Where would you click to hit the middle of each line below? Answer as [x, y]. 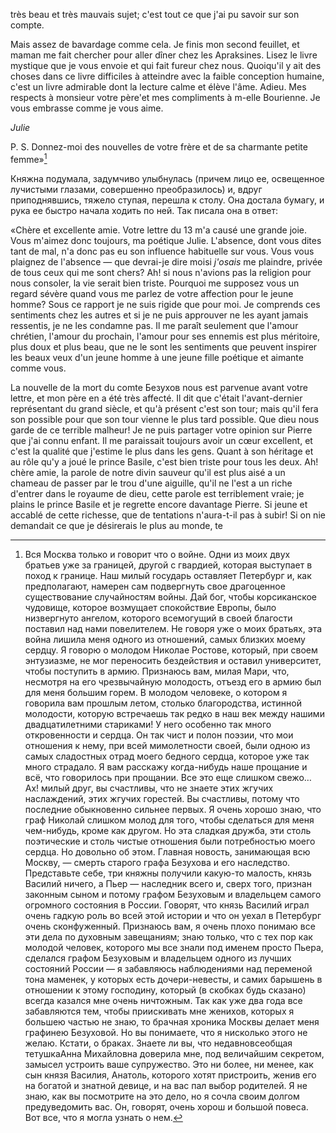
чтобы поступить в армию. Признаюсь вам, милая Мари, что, [157, 671]
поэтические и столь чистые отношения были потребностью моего [170, 841]
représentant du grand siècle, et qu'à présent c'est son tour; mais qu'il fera [164, 408]
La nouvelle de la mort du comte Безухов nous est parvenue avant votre [159, 387]
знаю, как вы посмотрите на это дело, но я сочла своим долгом [162, 1096]
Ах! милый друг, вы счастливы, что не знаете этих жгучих [149, 788]
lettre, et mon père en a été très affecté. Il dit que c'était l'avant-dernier [156, 398]
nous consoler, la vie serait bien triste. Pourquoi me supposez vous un [155, 283]
